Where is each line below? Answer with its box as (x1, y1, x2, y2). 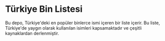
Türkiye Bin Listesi (5, 3, 83, 15)
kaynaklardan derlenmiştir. (5, 30, 59, 36)
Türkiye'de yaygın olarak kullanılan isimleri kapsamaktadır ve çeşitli (5, 25, 142, 31)
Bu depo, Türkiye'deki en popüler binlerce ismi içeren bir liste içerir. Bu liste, (5, 20, 160, 26)
